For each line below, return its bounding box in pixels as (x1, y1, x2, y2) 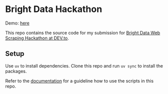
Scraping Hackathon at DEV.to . (5, 35, 69, 41)
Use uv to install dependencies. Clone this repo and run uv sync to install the (5, 62, 163, 68)
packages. (5, 68, 27, 74)
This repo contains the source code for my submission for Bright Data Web (5, 29, 160, 35)
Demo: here (5, 20, 30, 26)
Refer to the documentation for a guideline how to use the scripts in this (5, 77, 154, 83)
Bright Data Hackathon (5, 3, 102, 15)
